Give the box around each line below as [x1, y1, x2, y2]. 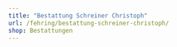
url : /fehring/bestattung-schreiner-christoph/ [8, 19, 170, 27]
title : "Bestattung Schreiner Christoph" [8, 11, 148, 20]
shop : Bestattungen [8, 26, 73, 34]
